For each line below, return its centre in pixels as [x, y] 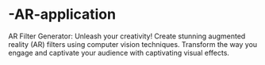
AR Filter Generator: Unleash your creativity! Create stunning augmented [127, 36]
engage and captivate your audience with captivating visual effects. [119, 52]
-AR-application [62, 14]
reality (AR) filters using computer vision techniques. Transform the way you [133, 44]
